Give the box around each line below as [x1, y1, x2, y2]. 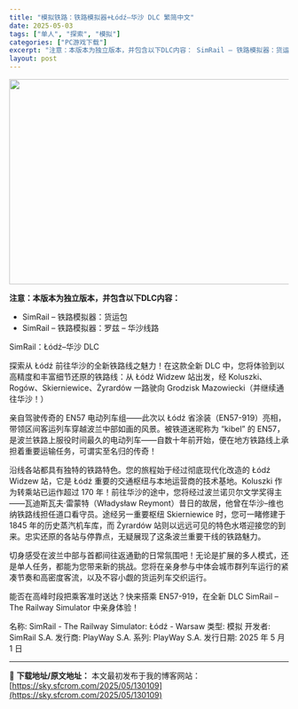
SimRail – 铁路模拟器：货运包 [21, 311, 128, 322]
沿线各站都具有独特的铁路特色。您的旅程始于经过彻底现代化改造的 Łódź [9, 465, 271, 475]
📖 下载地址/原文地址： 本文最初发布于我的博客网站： [9, 671, 201, 681]
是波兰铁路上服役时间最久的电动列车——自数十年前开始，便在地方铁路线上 [9, 435, 281, 445]
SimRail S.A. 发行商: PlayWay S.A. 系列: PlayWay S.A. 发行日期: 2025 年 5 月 [9, 632, 286, 642]
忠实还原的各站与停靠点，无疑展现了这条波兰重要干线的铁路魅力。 [24, 532, 266, 541]
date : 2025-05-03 [9, 21, 74, 30]
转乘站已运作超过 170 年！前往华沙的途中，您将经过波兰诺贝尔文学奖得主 [16, 487, 283, 497]
